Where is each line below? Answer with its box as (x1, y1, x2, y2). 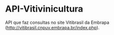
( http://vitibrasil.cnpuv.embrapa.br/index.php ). (5, 24, 100, 30)
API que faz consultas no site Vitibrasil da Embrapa (5, 19, 110, 25)
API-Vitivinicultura (5, 3, 83, 15)
